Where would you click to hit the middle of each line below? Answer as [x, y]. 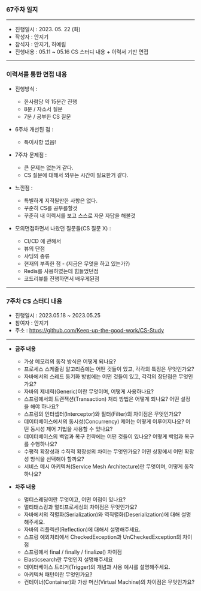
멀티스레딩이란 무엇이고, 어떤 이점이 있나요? [75, 499]
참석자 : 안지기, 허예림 [40, 44]
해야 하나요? [44, 406]
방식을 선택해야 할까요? [57, 459]
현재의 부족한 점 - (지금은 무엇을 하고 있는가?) [77, 263]
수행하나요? [44, 444]
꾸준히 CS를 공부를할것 [51, 208]
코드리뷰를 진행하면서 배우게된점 [62, 278]
